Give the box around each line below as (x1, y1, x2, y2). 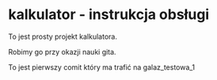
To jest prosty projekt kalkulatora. (8, 32, 117, 41)
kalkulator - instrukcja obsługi (8, 6, 210, 24)
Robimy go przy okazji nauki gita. (8, 47, 116, 56)
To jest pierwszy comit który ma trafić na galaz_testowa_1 (8, 62, 196, 72)
